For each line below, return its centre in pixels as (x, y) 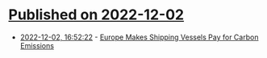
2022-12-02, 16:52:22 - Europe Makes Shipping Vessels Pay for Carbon (139, 37)
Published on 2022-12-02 (96, 15)
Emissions (37, 45)
